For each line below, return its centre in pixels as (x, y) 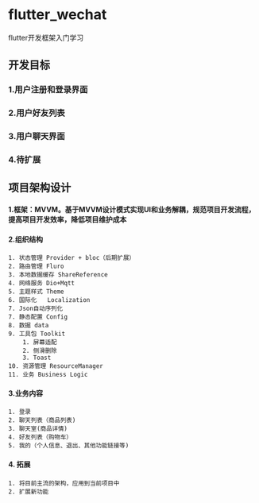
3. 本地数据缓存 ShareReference (58, 275)
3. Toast (37, 358)
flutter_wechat (58, 15)
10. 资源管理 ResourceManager (56, 366)
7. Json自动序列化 (36, 309)
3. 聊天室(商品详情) (38, 429)
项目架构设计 (40, 188)
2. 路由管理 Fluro (36, 267)
